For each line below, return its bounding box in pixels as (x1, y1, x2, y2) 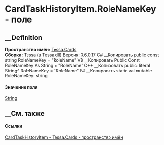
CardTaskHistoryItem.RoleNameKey (5, 3, 156, 15)
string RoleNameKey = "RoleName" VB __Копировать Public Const (5, 57, 140, 63)
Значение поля (5, 84, 38, 90)
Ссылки (5, 123, 23, 129)
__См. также (5, 109, 45, 118)
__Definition (5, 34, 43, 42)
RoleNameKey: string (5, 73, 48, 78)
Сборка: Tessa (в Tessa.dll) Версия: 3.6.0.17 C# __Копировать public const (5, 52, 159, 58)
